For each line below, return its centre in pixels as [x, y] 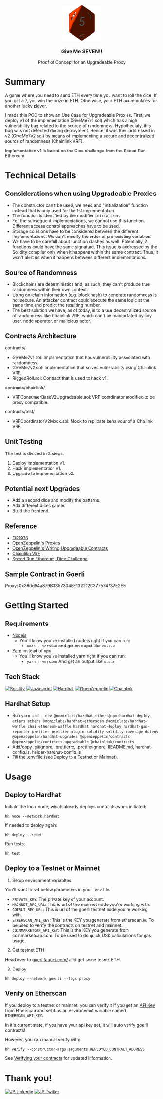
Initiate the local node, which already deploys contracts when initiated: [76, 806]
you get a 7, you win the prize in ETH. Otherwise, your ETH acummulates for [81, 101]
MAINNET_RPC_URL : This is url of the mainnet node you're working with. [81, 904]
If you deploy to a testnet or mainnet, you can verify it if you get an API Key [80, 1005]
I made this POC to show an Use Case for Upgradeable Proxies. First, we [78, 115]
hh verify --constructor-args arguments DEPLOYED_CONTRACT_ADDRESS [75, 1049]
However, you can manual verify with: [43, 1040]
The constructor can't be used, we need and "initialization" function [80, 205]
